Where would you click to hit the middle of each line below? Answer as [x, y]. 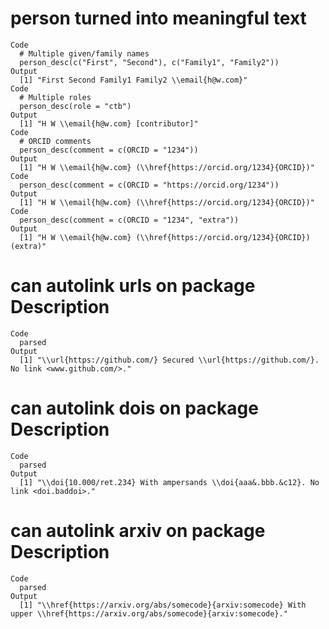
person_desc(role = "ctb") [75, 106]
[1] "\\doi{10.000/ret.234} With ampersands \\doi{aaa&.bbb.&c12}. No [169, 482]
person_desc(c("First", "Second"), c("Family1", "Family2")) [149, 62]
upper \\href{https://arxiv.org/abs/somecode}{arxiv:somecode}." [149, 613]
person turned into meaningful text [158, 18]
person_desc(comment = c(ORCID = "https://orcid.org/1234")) [149, 185]
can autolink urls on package [133, 286]
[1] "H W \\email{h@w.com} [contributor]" [109, 123]
